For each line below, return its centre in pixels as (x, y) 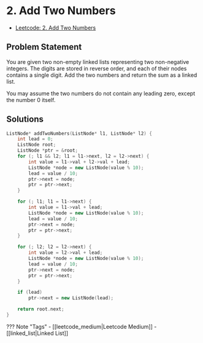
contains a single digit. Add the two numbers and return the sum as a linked (102, 75)
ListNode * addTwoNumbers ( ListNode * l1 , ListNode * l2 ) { (79, 133)
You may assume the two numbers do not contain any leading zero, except (101, 93)
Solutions (25, 120)
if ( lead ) (30, 293)
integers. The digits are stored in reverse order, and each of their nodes (97, 68)
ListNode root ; (37, 145)
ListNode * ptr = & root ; (48, 151)
